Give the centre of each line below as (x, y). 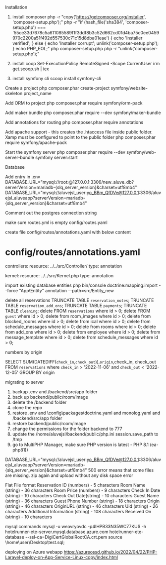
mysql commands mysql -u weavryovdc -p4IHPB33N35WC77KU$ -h (76, 526)
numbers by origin (24, 352)
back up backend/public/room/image (50, 397)
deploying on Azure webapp (34, 552)
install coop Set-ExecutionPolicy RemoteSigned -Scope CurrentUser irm (86, 63)
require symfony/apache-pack (36, 142)
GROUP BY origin (37, 372)
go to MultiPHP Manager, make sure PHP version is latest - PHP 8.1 (80, 445)
